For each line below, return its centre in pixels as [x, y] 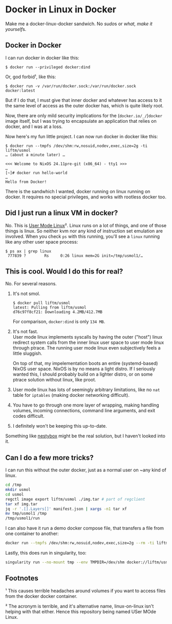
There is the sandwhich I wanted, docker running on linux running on [78, 191]
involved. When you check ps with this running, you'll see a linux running [83, 236]
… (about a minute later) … [35, 155]
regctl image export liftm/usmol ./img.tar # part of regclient [75, 499]
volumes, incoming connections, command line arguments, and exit [84, 411]
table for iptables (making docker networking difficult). [71, 395]
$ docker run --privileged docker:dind [48, 67]
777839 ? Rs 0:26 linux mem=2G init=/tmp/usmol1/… [75, 255]
